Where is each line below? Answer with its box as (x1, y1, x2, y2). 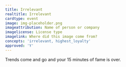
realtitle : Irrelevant (5, 12, 51, 17)
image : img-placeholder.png (5, 20, 63, 26)
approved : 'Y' (5, 43, 34, 48)
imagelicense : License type (5, 30, 63, 34)
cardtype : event (5, 16, 38, 21)
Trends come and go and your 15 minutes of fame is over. (5, 56, 121, 62)
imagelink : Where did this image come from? (5, 34, 98, 39)
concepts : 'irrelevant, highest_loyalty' (5, 39, 91, 44)
